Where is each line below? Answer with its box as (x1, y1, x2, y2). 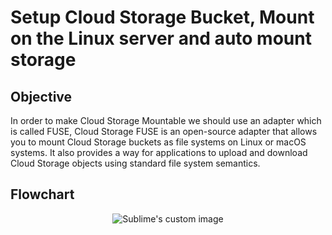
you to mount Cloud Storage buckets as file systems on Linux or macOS (10, 136, 307, 148)
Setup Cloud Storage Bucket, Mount (10, 6, 315, 29)
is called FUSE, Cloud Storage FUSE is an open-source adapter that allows (10, 126, 318, 137)
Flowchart (10, 186, 75, 203)
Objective (10, 88, 73, 105)
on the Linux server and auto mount (10, 27, 312, 50)
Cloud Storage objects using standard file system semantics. (10, 157, 261, 169)
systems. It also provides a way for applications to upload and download (10, 147, 308, 158)
